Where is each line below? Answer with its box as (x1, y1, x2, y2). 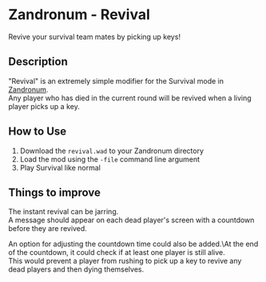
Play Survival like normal (19, 163, 101, 172)
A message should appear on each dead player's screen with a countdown (8, 215, 255, 225)
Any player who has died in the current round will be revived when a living (8, 93, 252, 103)
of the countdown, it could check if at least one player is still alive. (8, 248, 225, 257)
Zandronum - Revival (8, 6, 150, 24)
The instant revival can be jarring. (8, 207, 119, 217)
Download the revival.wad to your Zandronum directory (19, 146, 204, 155)
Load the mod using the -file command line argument (19, 154, 200, 164)
